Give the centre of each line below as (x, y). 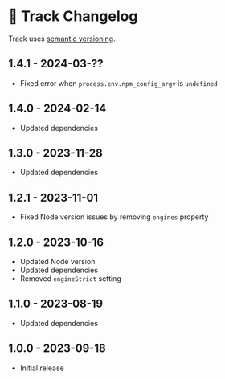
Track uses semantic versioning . (62, 39)
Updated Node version (57, 261)
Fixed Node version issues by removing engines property (114, 217)
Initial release (42, 368)
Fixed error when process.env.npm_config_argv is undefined (119, 83)
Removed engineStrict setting (71, 279)
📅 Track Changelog (73, 16)
